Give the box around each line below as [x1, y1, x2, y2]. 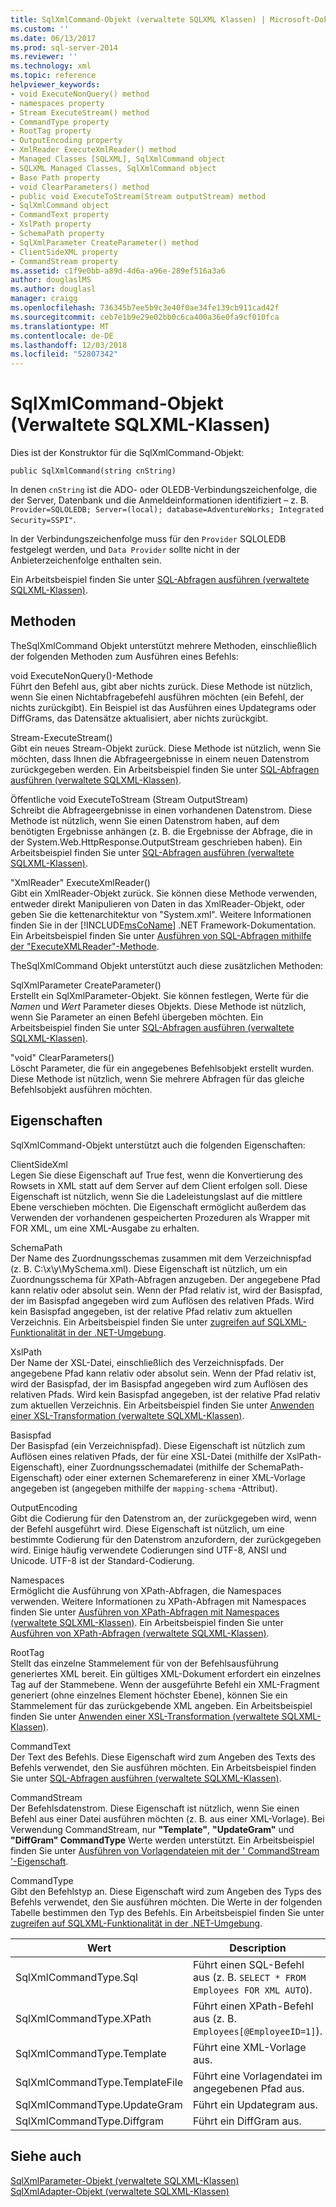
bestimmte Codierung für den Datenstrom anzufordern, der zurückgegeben [10, 1533, 322, 1545]
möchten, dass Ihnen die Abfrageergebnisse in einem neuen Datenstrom [10, 752, 310, 765]
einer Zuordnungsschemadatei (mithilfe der [66, 1461, 246, 1473]
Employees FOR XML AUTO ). [193, 1982, 313, 1996]
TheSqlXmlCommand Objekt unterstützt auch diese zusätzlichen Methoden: [10, 959, 324, 971]
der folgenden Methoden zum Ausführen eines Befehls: [10, 650, 239, 662]
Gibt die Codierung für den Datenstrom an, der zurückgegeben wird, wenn [10, 1512, 317, 1524]
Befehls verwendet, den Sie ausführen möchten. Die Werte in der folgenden [10, 1896, 323, 1908]
